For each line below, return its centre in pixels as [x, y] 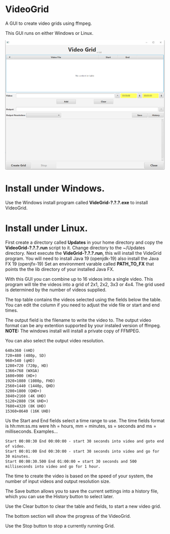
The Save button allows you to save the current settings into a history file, [82, 491]
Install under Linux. [47, 228]
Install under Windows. [55, 189]
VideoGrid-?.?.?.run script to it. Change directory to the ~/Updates [75, 248]
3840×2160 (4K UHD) [26, 396]
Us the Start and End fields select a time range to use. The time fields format [85, 420]
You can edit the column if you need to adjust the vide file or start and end [83, 305]
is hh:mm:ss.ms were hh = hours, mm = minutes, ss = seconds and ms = [81, 426]
